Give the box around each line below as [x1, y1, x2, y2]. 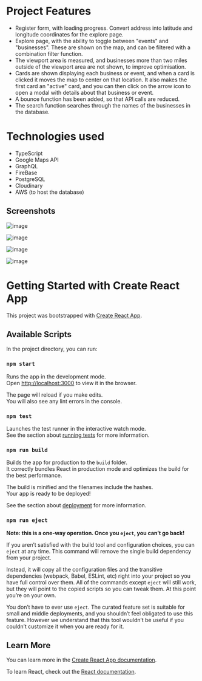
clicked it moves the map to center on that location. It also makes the [15, 76, 187, 83]
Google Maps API [15, 156, 59, 163]
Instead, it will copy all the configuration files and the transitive [6, 566, 163, 573]
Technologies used [6, 129, 105, 143]
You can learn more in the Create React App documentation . [6, 656, 157, 663]
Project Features [6, 4, 92, 18]
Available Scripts [6, 329, 72, 340]
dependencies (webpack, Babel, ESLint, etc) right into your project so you [6, 572, 191, 580]
